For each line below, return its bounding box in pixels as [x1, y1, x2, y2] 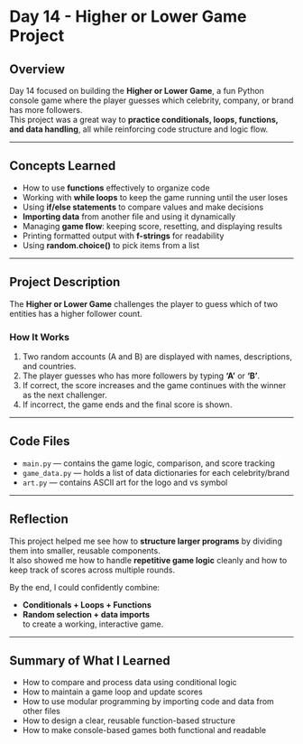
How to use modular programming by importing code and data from [22, 696, 275, 707]
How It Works [9, 330, 70, 343]
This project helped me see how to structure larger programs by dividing [9, 535, 282, 546]
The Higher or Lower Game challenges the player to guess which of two [9, 298, 278, 309]
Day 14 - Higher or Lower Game [9, 6, 247, 27]
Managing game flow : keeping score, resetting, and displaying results [22, 220, 282, 231]
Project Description [9, 274, 121, 290]
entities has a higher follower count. [9, 308, 142, 319]
